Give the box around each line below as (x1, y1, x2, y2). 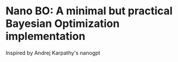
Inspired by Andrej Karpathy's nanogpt (5, 49, 101, 56)
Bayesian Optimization (5, 17, 120, 30)
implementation (5, 30, 86, 43)
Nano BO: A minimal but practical (5, 4, 173, 18)
